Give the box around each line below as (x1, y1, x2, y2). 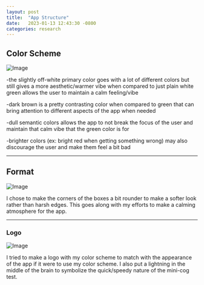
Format (6, 167, 35, 177)
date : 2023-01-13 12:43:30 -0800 (6, 20, 97, 26)
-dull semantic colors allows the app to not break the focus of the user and (6, 119, 193, 126)
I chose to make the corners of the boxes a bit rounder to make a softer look (6, 195, 197, 202)
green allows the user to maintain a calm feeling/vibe (6, 89, 138, 96)
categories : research (6, 25, 61, 32)
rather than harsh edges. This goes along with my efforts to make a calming (6, 201, 195, 208)
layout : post (6, 8, 39, 15)
